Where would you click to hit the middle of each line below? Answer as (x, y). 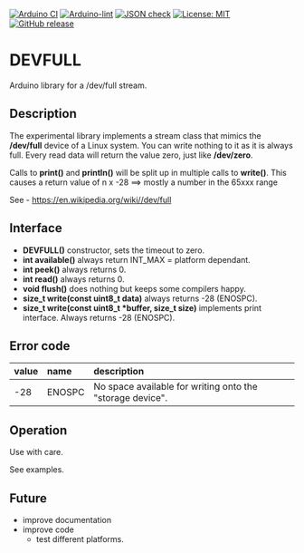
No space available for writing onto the (176, 387)
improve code (48, 529)
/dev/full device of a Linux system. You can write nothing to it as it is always (152, 145)
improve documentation (66, 520)
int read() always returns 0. (73, 279)
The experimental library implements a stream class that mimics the (136, 135)
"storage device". (131, 398)
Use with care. (36, 452)
